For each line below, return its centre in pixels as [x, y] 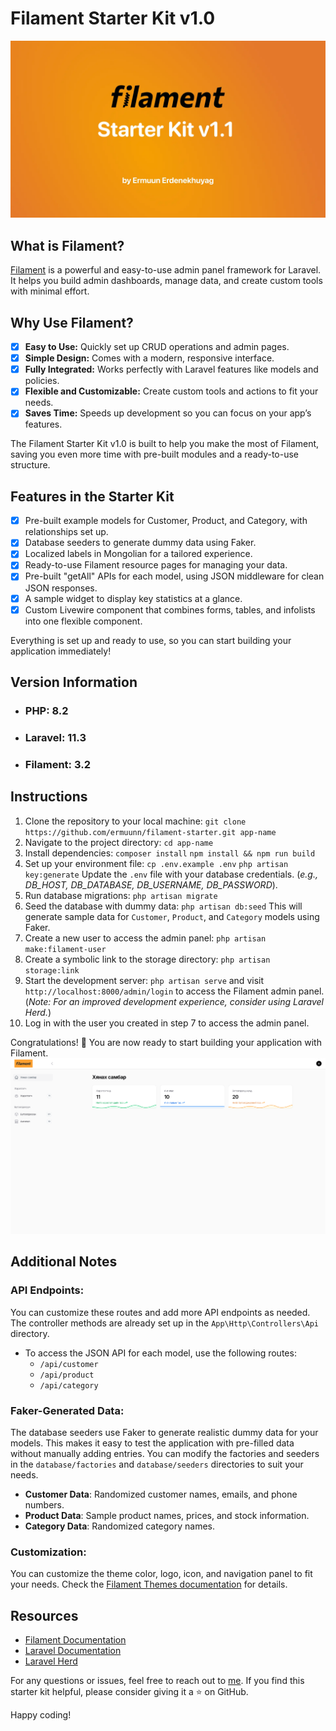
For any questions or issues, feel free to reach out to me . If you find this [157, 1680]
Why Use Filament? [72, 322]
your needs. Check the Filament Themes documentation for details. [149, 1584]
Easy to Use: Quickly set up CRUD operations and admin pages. [157, 347]
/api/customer [69, 1364]
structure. [30, 465]
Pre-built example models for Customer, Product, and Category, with [166, 521]
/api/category [69, 1385]
